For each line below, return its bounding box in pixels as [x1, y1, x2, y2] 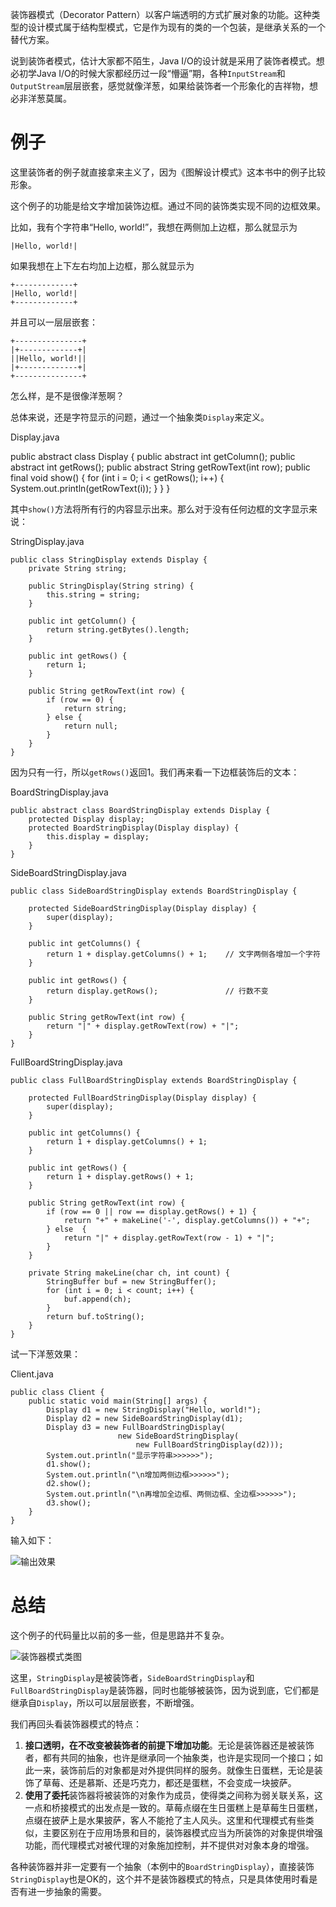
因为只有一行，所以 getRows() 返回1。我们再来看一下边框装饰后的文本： [10, 766, 300, 778]
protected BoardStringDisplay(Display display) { [28, 823, 240, 833]
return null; [63, 721, 118, 731]
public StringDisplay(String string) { [28, 581, 195, 591]
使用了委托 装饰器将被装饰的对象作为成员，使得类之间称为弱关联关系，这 [24, 1789, 323, 1801]
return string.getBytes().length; [46, 624, 190, 635]
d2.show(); [46, 1478, 92, 1488]
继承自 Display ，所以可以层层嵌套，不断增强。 [10, 1696, 200, 1708]
